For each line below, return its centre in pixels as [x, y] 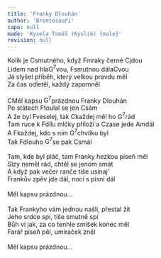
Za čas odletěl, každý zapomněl [54, 84]
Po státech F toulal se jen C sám [52, 108]
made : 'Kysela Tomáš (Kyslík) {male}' [65, 34]
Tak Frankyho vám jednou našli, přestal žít [69, 209]
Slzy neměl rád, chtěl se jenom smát [60, 164]
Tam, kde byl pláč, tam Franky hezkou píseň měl [78, 157]
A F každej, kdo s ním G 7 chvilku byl [58, 132]
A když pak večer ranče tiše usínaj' [59, 172]
